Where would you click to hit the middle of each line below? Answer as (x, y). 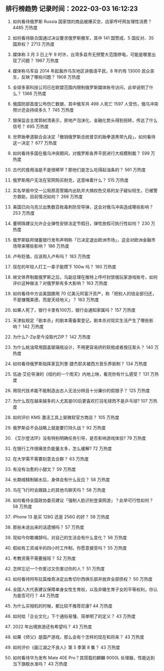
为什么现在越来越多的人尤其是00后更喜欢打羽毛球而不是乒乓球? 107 (80, 401)
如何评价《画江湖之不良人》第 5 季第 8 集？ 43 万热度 (66, 647)
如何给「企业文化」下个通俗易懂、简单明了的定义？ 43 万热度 (74, 616)
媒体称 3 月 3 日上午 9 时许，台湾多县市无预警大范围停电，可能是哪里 (82, 54)
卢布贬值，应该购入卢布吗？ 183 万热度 (51, 256)
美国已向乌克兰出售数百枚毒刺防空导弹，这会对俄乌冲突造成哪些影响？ (83, 207)
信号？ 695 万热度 (31, 126)
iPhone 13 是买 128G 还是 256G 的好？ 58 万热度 (61, 517)
